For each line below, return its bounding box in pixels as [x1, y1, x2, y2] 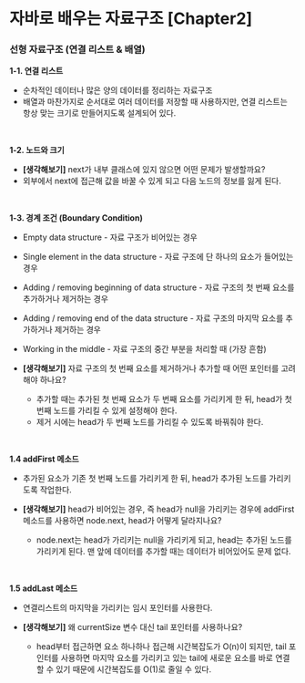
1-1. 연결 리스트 [9, 66, 64, 77]
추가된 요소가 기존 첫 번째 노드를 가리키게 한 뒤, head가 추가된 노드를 [22, 473, 267, 484]
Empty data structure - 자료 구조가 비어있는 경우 [22, 232, 198, 243]
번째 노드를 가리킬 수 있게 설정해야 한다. [36, 405, 178, 416]
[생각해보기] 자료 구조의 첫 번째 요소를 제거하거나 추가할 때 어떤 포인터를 [22, 363, 280, 374]
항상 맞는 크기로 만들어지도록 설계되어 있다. [22, 108, 177, 119]
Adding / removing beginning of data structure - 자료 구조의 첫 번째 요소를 [22, 282, 295, 293]
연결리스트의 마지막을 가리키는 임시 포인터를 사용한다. [22, 603, 213, 614]
